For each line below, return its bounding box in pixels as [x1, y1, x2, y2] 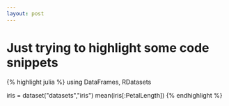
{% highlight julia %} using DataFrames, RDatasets [6, 78, 152, 86]
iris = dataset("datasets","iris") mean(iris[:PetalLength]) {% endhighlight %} [6, 91, 223, 99]
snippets [6, 55, 58, 70]
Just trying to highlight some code [6, 39, 210, 55]
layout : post [6, 10, 45, 17]
